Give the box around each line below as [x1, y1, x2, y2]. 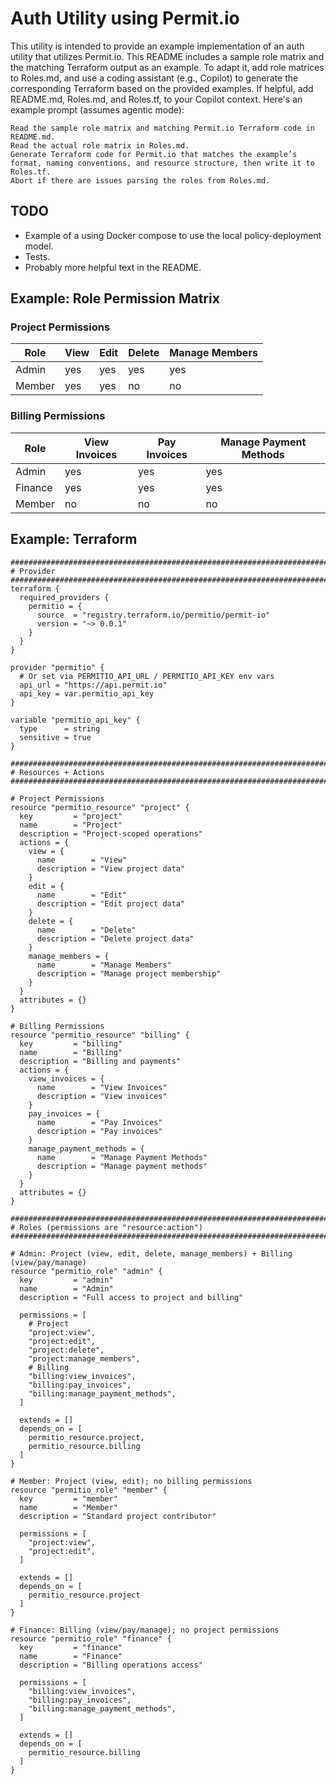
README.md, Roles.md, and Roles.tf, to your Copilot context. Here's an [10, 93, 303, 105]
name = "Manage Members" [36, 960, 172, 970]
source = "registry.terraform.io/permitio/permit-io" [36, 610, 271, 620]
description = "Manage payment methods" [36, 1161, 208, 1171]
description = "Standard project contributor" [19, 1511, 217, 1521]
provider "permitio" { [10, 662, 105, 672]
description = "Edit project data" [36, 898, 186, 909]
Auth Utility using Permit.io [10, 7, 240, 30]
